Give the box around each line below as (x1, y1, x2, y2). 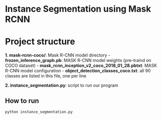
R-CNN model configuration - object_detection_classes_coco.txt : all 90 (5, 68, 151, 74)
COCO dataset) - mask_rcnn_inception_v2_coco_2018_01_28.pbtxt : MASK (5, 62, 157, 69)
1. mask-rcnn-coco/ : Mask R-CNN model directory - (5, 52, 110, 58)
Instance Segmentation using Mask (5, 3, 151, 15)
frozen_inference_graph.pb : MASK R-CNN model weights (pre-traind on (5, 58, 152, 63)
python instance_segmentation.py (5, 109, 73, 114)
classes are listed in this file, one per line (5, 73, 87, 79)
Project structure (5, 36, 75, 47)
